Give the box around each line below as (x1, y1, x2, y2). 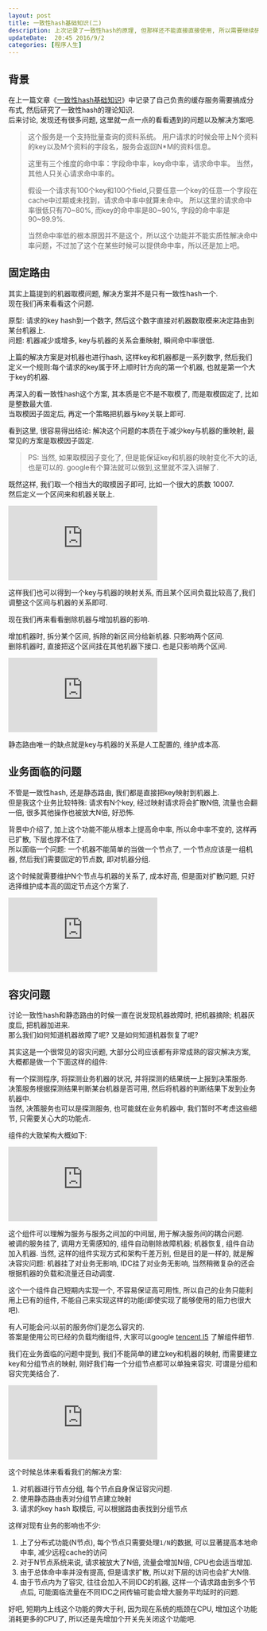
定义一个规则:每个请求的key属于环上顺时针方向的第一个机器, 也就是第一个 (8, 362, 249, 372)
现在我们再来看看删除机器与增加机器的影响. (8, 614, 150, 624)
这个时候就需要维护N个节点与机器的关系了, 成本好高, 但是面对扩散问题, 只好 (8, 871, 256, 880)
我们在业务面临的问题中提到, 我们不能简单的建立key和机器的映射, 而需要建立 (8, 1349, 258, 1359)
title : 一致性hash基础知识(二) (8, 19, 103, 27)
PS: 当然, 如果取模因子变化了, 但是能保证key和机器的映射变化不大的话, (27, 452, 257, 462)
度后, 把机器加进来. (8, 1020, 71, 1030)
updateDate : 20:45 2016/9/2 (8, 33, 105, 42)
